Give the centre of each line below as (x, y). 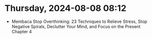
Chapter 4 (22, 31)
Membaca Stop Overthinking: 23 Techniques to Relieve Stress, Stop (79, 21)
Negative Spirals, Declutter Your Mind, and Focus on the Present (76, 26)
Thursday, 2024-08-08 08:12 (66, 8)
